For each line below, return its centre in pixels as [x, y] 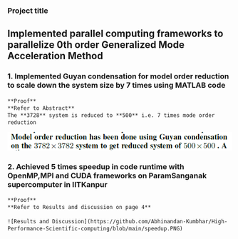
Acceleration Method [55, 56]
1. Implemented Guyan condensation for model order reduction [118, 76]
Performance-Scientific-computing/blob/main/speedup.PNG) [95, 229]
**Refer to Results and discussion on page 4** [79, 208]
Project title [28, 11]
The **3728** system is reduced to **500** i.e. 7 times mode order [111, 115]
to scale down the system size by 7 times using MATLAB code [117, 86]
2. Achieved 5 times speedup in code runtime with [96, 166]
